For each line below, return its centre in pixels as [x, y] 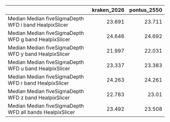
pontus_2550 [146, 10]
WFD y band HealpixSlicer [39, 54]
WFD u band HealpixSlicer [39, 69]
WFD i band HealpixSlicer [38, 25]
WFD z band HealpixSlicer [39, 97]
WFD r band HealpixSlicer [38, 83]
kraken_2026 [108, 10]
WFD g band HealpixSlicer [39, 39]
